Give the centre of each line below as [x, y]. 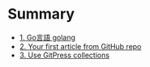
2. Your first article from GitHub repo [80, 46]
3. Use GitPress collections [64, 55]
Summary [41, 14]
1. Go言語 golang [47, 37]
